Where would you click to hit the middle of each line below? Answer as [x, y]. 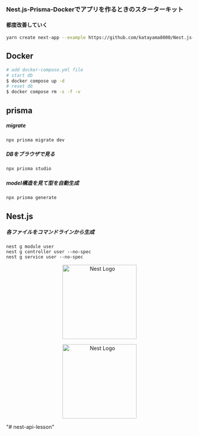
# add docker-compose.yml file [45, 69]
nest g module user [30, 247]
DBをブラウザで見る [31, 154]
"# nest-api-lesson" [30, 427]
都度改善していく [27, 24]
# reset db [20, 86]
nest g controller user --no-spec [49, 252]
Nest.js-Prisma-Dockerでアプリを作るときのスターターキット [95, 9]
